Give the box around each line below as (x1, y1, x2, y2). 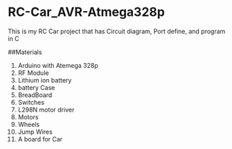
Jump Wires (17, 128, 53, 136)
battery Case (17, 83, 55, 91)
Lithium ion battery (17, 76, 72, 84)
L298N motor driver (17, 105, 75, 114)
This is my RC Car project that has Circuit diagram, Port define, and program (8, 27, 226, 35)
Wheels (17, 120, 40, 128)
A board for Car (17, 134, 63, 143)
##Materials (8, 48, 42, 56)
